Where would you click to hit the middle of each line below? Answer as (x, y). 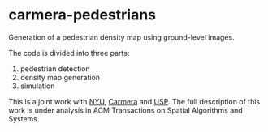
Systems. (24, 118)
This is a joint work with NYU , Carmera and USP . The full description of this (134, 101)
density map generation (60, 77)
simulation (37, 86)
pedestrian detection (55, 68)
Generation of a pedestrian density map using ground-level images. (121, 37)
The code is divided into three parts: (69, 53)
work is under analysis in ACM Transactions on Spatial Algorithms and (126, 110)
